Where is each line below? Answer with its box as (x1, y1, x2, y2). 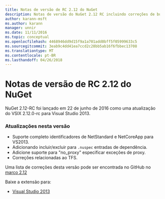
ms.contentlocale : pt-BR (5, 53, 56, 58)
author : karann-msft (5, 16, 48, 21)
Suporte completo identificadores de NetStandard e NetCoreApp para (12, 134, 154, 140)
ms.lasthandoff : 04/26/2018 (5, 57, 63, 62)
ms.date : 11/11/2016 (5, 30, 48, 35)
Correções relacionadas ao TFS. (12, 155, 78, 161)
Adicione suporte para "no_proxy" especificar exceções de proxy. (12, 149, 146, 155)
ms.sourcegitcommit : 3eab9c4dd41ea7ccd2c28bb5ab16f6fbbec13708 (5, 44, 137, 49)
